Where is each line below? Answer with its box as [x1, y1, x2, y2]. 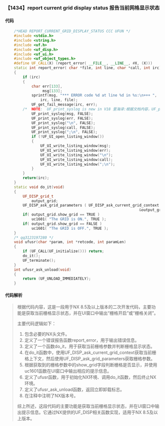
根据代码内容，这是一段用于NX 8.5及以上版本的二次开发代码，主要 [17, 304, 152, 310]
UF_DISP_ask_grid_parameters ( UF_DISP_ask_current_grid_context [23, 203, 160, 208]
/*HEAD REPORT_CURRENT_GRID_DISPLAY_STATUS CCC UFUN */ [14, 29, 131, 34]
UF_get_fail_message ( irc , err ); [31, 102, 98, 107]
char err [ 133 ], [31, 84, 63, 89]
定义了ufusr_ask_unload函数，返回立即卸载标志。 [24, 387, 125, 392]
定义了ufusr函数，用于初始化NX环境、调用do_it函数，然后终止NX [24, 374, 156, 380]
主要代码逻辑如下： [17, 320, 56, 326]
